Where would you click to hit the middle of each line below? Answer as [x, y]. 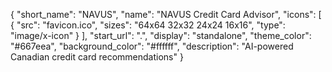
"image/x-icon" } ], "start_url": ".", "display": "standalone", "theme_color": [161, 35]
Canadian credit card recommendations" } [97, 57]
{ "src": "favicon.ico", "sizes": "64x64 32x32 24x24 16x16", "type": [148, 25]
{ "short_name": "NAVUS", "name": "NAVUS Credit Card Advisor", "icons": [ [166, 14]
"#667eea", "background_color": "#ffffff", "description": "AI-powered [152, 46]
